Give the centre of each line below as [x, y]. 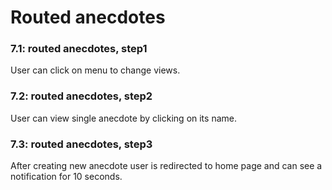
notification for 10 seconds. [66, 177]
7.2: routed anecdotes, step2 [81, 96]
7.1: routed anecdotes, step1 [79, 49]
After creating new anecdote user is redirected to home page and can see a [166, 166]
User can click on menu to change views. [95, 70]
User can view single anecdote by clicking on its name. [123, 118]
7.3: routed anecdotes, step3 [81, 144]
